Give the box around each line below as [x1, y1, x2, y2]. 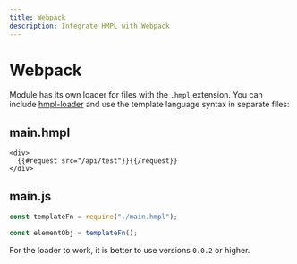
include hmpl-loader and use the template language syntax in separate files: [9, 99, 290, 110]
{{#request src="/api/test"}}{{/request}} [17, 157, 178, 166]
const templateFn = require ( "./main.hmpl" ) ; [9, 212, 178, 222]
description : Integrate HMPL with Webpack [9, 21, 170, 30]
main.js [9, 189, 52, 204]
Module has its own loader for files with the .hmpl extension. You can [9, 89, 264, 100]
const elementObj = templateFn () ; [9, 228, 139, 237]
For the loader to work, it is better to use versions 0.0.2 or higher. [9, 244, 250, 255]
